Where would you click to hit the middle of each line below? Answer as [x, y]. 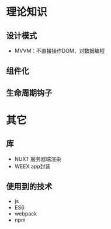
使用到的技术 [29, 186]
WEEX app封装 [32, 166]
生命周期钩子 [29, 92]
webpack [25, 213]
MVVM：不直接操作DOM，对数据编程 [60, 51]
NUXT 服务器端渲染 [38, 159]
